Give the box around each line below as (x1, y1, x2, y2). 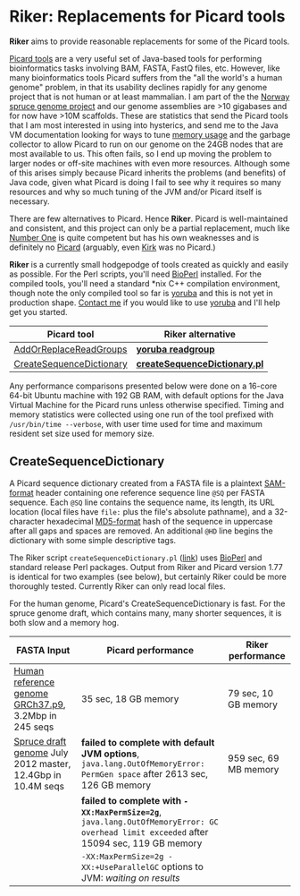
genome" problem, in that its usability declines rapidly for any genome (9, 81, 268, 92)
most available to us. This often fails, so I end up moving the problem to (9, 148, 272, 158)
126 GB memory (81, 779, 152, 791)
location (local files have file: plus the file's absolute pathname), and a (9, 506, 273, 516)
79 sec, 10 (227, 687, 274, 699)
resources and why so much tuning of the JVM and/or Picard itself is (9, 186, 262, 197)
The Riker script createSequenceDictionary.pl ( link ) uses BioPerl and (9, 552, 262, 563)
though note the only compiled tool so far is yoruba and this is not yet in (9, 287, 274, 298)
